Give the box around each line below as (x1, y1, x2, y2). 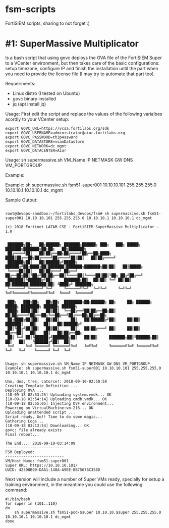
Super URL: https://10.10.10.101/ (5, 463, 78, 468)
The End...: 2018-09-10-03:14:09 (5, 441, 76, 446)
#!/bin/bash (5, 496, 30, 502)
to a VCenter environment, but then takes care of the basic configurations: (5, 60, 160, 66)
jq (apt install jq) (12, 101, 46, 107)
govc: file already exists (5, 428, 62, 433)
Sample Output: (5, 197, 38, 203)
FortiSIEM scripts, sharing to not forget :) (5, 20, 90, 26)
